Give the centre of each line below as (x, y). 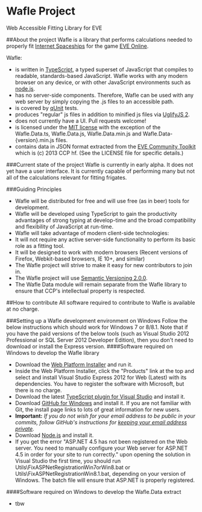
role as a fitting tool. (40, 245)
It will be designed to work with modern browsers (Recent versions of (101, 252)
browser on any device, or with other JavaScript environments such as (103, 82)
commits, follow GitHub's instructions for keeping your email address (101, 422)
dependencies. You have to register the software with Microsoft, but (99, 384)
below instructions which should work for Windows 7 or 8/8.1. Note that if (97, 327)
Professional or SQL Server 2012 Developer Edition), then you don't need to (100, 340)
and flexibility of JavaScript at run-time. (64, 226)
